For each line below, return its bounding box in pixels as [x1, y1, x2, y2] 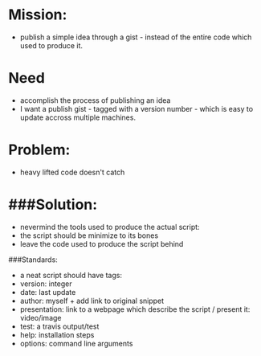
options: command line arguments [19, 338, 133, 348]
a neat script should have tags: [19, 270, 123, 280]
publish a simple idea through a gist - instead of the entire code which [19, 32, 252, 42]
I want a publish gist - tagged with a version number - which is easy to [19, 104, 254, 113]
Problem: [8, 141, 71, 159]
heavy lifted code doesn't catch [19, 167, 125, 177]
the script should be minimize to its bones [19, 231, 159, 240]
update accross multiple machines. [19, 113, 137, 122]
